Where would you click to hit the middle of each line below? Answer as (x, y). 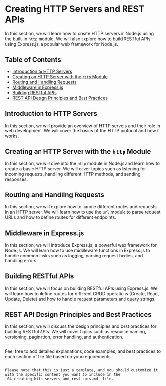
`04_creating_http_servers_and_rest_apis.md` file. (59, 379)
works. (12, 136)
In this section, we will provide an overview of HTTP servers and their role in (83, 126)
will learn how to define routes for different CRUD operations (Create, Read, (82, 293)
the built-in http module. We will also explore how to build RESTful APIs (78, 39)
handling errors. (21, 261)
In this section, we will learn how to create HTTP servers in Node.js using (80, 33)
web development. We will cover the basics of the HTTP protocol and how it (82, 130)
